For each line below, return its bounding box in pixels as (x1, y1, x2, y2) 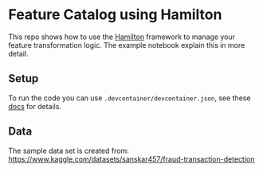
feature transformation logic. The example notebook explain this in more (8, 40, 245, 49)
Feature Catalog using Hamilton (8, 6, 222, 24)
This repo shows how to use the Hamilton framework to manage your (8, 32, 236, 41)
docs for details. (8, 101, 62, 111)
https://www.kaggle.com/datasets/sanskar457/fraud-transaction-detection (8, 154, 255, 164)
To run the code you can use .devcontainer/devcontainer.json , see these (8, 93, 251, 103)
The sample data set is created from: (8, 146, 129, 155)
